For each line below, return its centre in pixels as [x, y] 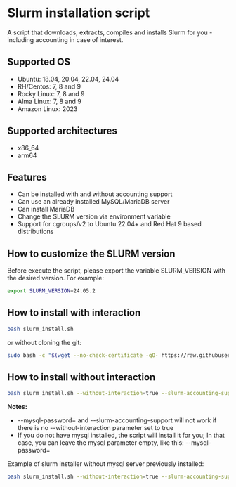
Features [27, 177]
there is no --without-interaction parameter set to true [96, 428]
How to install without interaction [81, 377]
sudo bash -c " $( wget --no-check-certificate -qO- [83, 355]
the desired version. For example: [55, 278]
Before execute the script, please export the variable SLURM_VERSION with [117, 271]
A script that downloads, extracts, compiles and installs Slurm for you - [110, 32]
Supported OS [39, 62]
